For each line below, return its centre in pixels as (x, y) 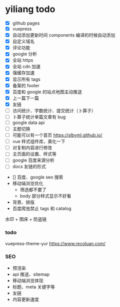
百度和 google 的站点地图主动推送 (47, 92)
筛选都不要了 (33, 190)
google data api (28, 122)
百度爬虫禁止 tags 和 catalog (42, 209)
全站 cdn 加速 (26, 67)
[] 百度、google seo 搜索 (38, 177)
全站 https (23, 60)
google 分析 (25, 54)
